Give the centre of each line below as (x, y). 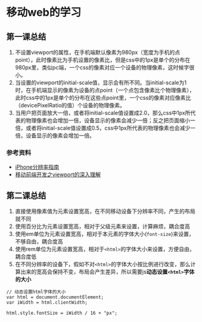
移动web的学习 (44, 12)
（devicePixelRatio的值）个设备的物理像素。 (70, 105)
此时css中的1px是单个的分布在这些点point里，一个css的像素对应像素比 (103, 98)
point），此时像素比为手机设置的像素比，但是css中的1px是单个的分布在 (103, 60)
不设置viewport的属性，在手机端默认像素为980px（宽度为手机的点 (97, 52)
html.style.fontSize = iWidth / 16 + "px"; (62, 313)
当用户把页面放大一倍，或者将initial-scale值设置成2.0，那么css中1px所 (103, 113)
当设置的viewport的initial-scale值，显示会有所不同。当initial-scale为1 (101, 83)
